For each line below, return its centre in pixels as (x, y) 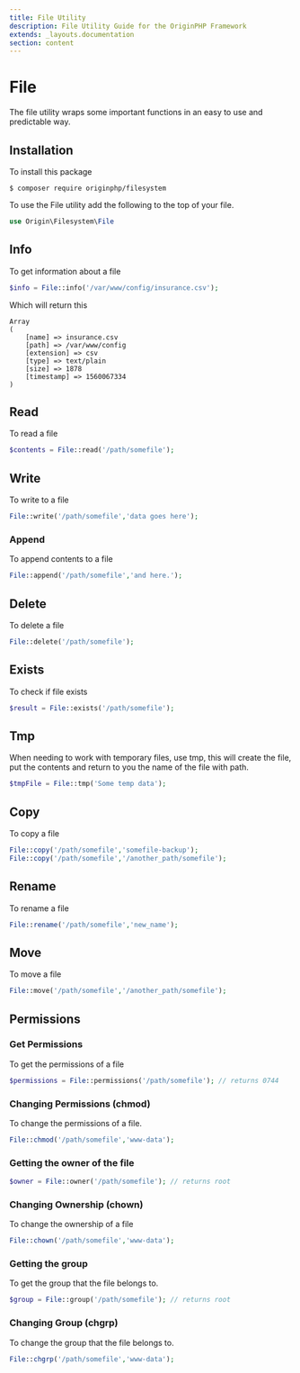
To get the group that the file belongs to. (84, 1283)
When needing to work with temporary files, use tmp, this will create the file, (150, 758)
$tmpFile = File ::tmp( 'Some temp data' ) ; (88, 784)
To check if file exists (49, 691)
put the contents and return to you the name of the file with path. (129, 767)
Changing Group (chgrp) (64, 1323)
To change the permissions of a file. (75, 1123)
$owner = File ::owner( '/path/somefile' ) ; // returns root (120, 1182)
